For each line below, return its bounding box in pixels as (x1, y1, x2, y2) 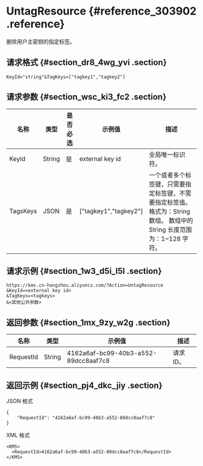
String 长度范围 (149, 225, 192, 234)
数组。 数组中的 (149, 216, 193, 225)
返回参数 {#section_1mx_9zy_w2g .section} (6, 317, 171, 328)
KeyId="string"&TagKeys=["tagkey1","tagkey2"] (6, 74, 126, 80)
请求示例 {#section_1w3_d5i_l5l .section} (6, 265, 162, 276)
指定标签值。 (155, 198, 192, 207)
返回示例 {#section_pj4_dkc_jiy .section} (6, 380, 163, 390)
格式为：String (149, 207, 190, 216)
